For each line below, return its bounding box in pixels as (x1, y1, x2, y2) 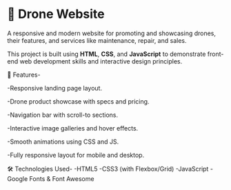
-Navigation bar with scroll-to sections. (7, 111, 119, 119)
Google (7, 174, 28, 182)
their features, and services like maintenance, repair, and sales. (7, 36, 187, 44)
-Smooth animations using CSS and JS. (7, 137, 119, 146)
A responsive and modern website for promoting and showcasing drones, (7, 29, 216, 37)
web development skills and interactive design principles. (19, 57, 183, 65)
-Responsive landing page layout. (7, 84, 102, 92)
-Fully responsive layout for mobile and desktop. (7, 151, 145, 159)
